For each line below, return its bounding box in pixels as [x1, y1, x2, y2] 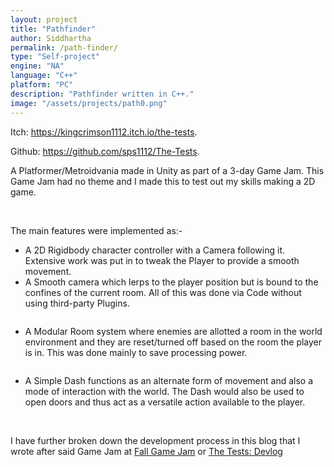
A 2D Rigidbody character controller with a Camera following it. [24, 244, 286, 256]
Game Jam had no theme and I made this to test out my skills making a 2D [10, 175, 316, 187]
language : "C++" [10, 71, 78, 81]
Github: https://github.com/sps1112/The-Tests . [10, 145, 200, 157]
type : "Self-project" [10, 52, 101, 62]
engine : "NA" [10, 61, 65, 71]
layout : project [10, 14, 78, 25]
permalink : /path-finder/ [10, 42, 118, 53]
